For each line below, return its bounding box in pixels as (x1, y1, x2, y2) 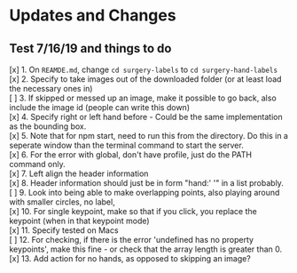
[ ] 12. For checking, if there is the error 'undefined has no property (9, 235, 254, 245)
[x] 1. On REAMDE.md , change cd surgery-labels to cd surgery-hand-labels (9, 64, 277, 75)
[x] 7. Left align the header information (9, 168, 149, 179)
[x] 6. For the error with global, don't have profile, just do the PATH (9, 149, 253, 160)
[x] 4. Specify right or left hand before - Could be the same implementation (9, 112, 283, 122)
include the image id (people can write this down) (9, 102, 191, 112)
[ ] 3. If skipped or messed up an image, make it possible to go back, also (9, 92, 277, 103)
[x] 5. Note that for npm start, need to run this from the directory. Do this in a (9, 131, 288, 141)
